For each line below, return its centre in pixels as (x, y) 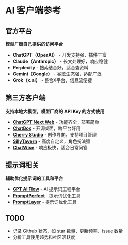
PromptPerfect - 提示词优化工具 (46, 195)
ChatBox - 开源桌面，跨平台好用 (46, 128)
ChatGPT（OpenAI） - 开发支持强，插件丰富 (59, 55)
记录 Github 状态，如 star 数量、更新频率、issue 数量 (68, 231)
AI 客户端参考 (33, 10)
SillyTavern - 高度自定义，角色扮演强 (51, 141)
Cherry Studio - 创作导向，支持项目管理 (55, 134)
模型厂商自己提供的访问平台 (34, 44)
